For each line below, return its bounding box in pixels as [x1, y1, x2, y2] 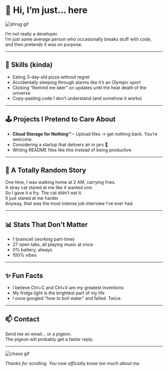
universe [12, 90, 31, 96]
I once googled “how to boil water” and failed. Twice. [12, 295, 122, 301]
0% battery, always [12, 247, 52, 253]
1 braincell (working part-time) [12, 236, 75, 242]
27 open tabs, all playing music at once [12, 241, 93, 247]
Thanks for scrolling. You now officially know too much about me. [5, 360, 141, 366]
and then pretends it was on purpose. [5, 41, 82, 47]
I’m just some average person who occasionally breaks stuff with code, [5, 36, 152, 42]
